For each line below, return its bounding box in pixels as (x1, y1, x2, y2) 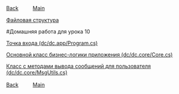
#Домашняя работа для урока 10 (6, 28, 90, 35)
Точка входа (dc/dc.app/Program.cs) (6, 40, 98, 46)
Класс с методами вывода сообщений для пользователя (6, 62, 151, 70)
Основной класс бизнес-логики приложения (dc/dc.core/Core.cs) (6, 51, 173, 58)
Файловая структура (6, 17, 59, 23)
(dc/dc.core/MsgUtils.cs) (6, 69, 68, 76)
